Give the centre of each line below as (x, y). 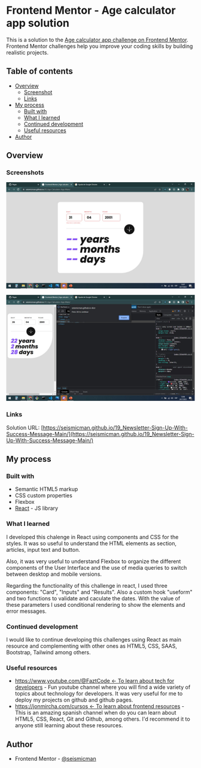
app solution (38, 23)
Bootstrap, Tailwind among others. (48, 652)
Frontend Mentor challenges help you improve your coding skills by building (100, 46)
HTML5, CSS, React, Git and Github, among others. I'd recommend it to (102, 719)
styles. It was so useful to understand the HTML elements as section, (92, 543)
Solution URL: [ (25, 427)
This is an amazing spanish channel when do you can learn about (95, 713)
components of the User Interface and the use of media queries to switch (97, 567)
